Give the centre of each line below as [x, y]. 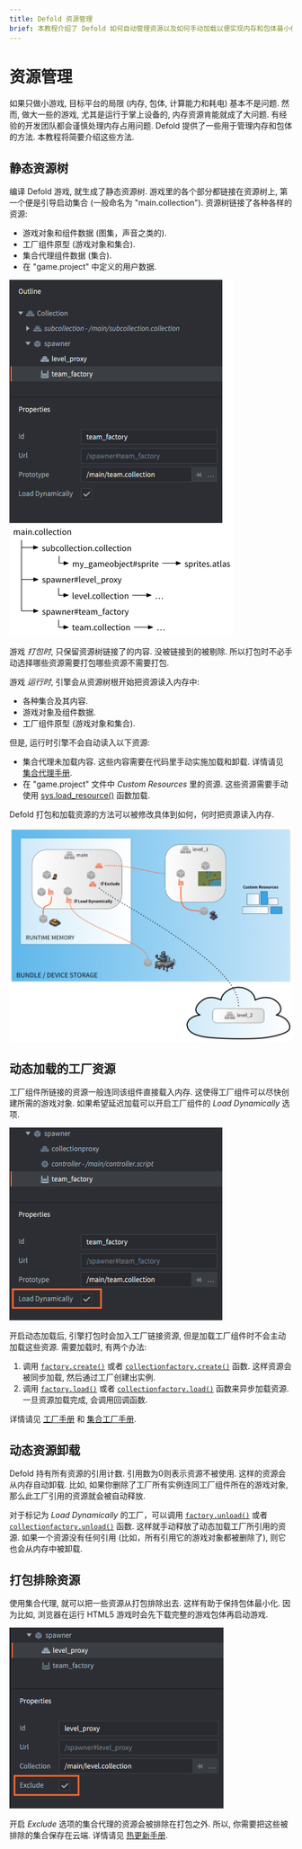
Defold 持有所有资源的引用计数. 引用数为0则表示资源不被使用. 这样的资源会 [148, 1473]
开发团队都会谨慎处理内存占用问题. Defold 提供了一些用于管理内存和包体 [159, 126]
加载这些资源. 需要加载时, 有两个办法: [78, 1347]
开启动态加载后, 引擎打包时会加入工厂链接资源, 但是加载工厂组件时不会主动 [147, 1336]
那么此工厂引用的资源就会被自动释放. [78, 1496]
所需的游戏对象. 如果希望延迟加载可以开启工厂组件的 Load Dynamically [148, 1103]
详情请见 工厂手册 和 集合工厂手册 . [73, 1419]
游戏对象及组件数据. [59, 712]
